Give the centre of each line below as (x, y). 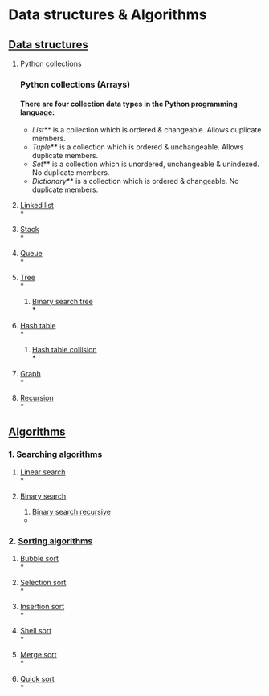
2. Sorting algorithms (51, 541)
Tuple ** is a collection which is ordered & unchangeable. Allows (138, 147)
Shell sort (36, 631)
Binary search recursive (71, 511)
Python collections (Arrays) (75, 84)
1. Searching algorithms (55, 454)
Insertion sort (42, 607)
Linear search (43, 472)
